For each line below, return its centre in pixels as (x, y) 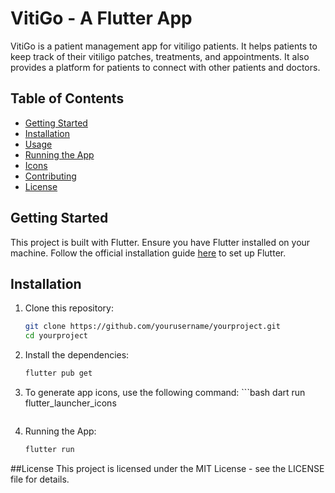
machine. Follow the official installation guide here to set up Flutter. (148, 253)
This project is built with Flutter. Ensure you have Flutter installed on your (160, 242)
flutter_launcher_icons (70, 403)
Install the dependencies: (77, 355)
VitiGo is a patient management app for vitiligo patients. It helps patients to (164, 46)
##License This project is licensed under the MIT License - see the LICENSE (167, 468)
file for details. (40, 479)
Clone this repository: (69, 308)
